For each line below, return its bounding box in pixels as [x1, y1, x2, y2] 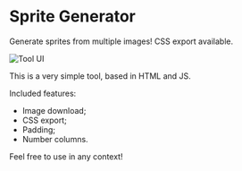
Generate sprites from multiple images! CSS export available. [9, 36, 234, 47]
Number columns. [21, 133, 88, 144]
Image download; [21, 105, 87, 115]
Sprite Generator [9, 6, 137, 27]
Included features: [9, 88, 77, 98]
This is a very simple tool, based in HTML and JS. [9, 70, 192, 81]
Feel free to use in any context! [9, 150, 123, 162]
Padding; [21, 124, 56, 135]
